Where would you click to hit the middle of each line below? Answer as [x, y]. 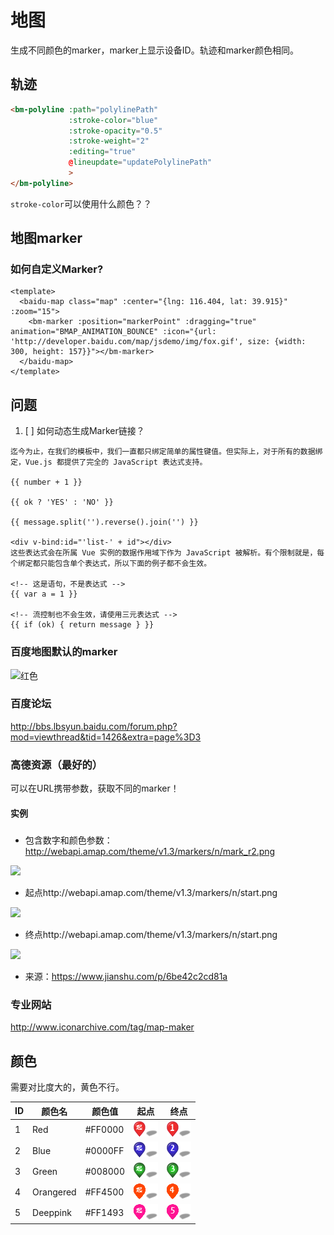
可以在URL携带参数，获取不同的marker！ [95, 788]
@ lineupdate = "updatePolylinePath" [140, 162]
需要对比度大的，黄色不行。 [67, 1087]
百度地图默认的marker [64, 652]
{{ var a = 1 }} [44, 594]
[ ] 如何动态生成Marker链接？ [84, 431]
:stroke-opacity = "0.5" [115, 131]
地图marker [46, 238]
